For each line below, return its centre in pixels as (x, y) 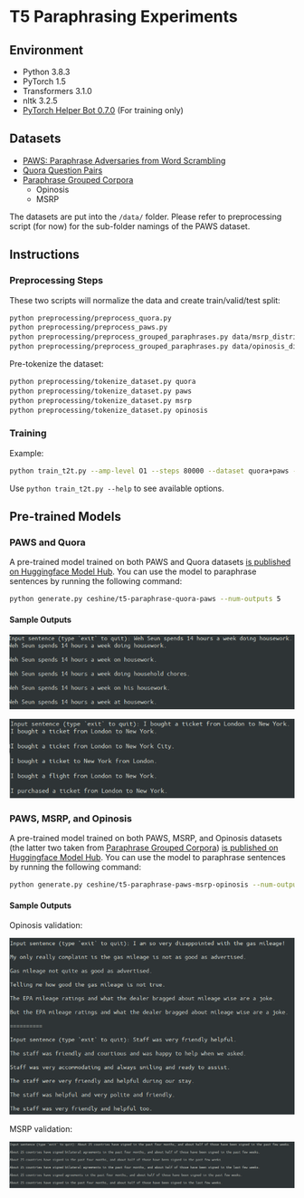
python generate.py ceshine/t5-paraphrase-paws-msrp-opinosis (129, 885)
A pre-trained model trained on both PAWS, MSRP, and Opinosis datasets (146, 839)
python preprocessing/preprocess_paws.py (89, 328)
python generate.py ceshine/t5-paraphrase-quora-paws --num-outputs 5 (145, 599)
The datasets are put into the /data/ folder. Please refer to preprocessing (146, 216)
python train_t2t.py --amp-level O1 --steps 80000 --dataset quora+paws (149, 471)
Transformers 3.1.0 (57, 91)
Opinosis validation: (46, 925)
